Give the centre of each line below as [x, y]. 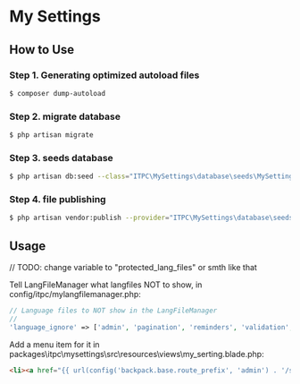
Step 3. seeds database [61, 158]
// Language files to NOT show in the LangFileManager [113, 311]
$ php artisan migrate [51, 135]
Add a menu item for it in [54, 344]
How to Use [42, 50]
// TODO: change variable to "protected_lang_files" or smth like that [133, 268]
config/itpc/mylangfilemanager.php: [75, 294]
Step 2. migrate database [65, 116]
